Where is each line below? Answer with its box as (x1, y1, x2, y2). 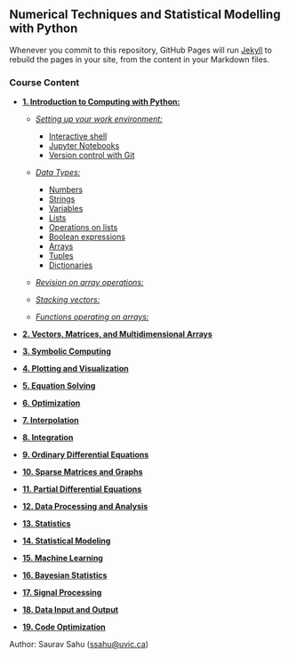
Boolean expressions (48, 231, 126, 243)
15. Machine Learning (21, 553, 104, 564)
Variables (48, 204, 84, 214)
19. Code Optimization (21, 622, 106, 632)
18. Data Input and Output (21, 605, 119, 615)
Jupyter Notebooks (48, 140, 120, 151)
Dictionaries (48, 260, 93, 270)
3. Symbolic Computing (21, 346, 111, 357)
